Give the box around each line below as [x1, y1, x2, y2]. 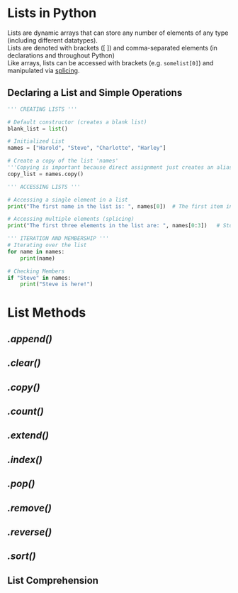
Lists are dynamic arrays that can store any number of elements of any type [7, 28, 229, 37]
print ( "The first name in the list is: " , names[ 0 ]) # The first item [7, 202, 223, 210]
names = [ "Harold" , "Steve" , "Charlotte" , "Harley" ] [7, 144, 166, 152]
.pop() [7, 478, 35, 490]
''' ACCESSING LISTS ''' [7, 183, 81, 190]
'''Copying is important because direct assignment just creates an [7, 164, 214, 171]
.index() [7, 453, 42, 466]
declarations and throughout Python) [7, 51, 115, 60]
